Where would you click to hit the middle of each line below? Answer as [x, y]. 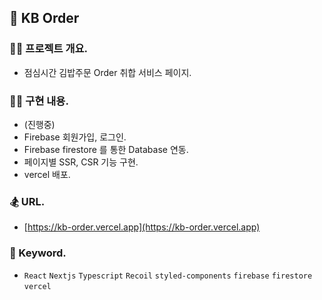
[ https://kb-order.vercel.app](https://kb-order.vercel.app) [142, 227]
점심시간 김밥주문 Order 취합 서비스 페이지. [107, 72]
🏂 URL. [27, 201]
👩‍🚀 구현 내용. [39, 101]
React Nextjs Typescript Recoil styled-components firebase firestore [168, 276]
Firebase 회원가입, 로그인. [75, 137]
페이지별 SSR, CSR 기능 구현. [81, 162]
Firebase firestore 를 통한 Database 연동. [106, 149]
